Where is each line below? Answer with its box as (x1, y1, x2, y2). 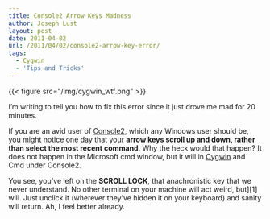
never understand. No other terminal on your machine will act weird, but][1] (8, 184, 258, 194)
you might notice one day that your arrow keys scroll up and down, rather (8, 134, 255, 144)
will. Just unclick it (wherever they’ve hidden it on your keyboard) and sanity (8, 192, 262, 202)
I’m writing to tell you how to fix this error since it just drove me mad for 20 (8, 101, 256, 111)
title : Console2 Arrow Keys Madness (8, 11, 131, 20)
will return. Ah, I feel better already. (8, 201, 125, 211)
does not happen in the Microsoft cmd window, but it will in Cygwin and (8, 151, 246, 161)
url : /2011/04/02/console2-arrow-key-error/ (8, 42, 160, 50)
